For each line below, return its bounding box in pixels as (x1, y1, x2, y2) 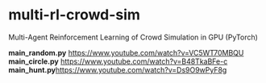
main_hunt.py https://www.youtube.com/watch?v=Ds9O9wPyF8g (8, 64, 227, 74)
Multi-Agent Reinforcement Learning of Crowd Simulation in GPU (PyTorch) (8, 32, 258, 42)
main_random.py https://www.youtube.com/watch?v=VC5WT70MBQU (8, 48, 244, 57)
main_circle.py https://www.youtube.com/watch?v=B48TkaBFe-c (8, 56, 228, 66)
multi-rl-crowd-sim (8, 6, 141, 24)
